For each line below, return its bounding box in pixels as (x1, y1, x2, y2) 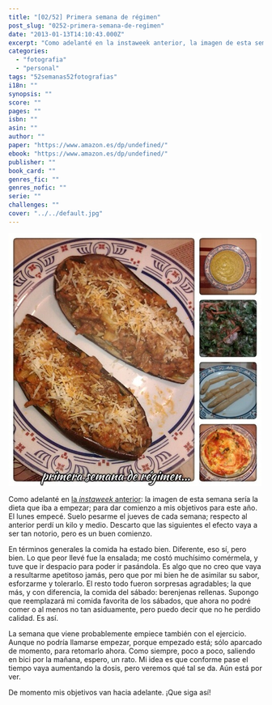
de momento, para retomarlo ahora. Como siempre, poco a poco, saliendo (8, 646, 256, 656)
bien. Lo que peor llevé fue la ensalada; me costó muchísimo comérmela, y (8, 553, 258, 563)
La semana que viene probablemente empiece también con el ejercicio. (8, 628, 247, 639)
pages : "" (8, 107, 42, 115)
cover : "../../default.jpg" (8, 210, 104, 218)
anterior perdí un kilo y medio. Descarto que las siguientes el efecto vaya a (8, 520, 257, 529)
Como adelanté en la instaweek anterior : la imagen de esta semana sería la (8, 494, 259, 503)
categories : (8, 47, 49, 56)
